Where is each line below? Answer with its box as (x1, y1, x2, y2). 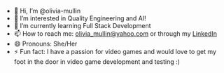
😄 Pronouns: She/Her (13, 39, 78, 48)
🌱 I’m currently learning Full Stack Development (13, 22, 152, 29)
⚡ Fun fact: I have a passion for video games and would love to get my (13, 48, 217, 55)
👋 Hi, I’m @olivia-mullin (13, 7, 81, 15)
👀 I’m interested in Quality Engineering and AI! (13, 14, 147, 22)
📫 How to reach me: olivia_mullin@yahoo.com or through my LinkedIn (13, 29, 217, 38)
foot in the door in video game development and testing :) (13, 58, 181, 66)
